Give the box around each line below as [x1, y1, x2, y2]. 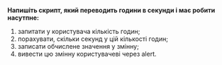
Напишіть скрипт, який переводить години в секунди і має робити [7, 6, 216, 14]
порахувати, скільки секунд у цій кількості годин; [17, 35, 169, 43]
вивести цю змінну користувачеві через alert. [17, 49, 157, 58]
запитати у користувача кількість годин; [17, 28, 140, 35]
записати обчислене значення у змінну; [17, 42, 140, 50]
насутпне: [7, 13, 40, 22]
